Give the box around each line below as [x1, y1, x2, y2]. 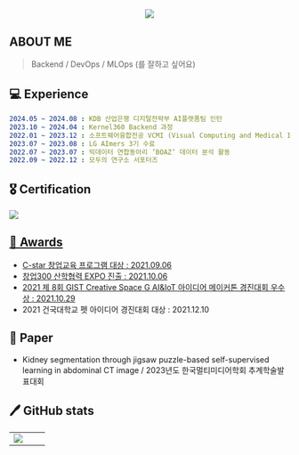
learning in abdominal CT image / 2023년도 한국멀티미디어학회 [21, 364, 246, 375]
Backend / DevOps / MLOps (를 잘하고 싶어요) [30, 59, 196, 69]
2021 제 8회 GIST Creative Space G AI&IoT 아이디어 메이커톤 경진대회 [21, 281, 269, 292]
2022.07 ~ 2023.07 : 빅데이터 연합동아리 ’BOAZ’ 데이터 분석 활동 [9, 148, 230, 157]
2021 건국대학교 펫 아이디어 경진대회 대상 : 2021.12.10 [21, 304, 210, 314]
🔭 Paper [9, 330, 53, 345]
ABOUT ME [9, 34, 73, 49]
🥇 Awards [9, 235, 64, 250]
